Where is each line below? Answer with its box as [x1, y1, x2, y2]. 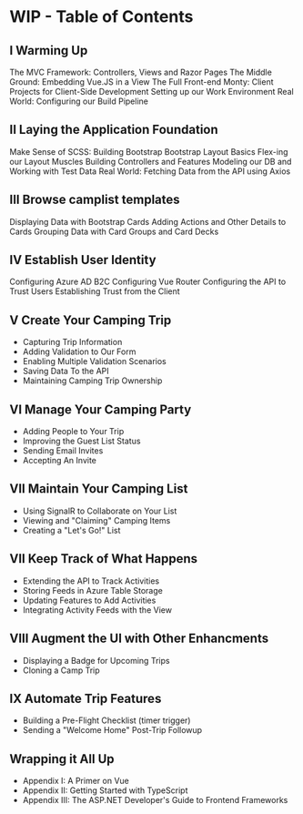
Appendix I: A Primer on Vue [22, 776, 129, 787]
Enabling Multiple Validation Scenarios [22, 356, 167, 367]
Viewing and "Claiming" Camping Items [22, 514, 171, 525]
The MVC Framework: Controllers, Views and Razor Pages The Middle [9, 66, 273, 77]
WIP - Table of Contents [9, 6, 194, 27]
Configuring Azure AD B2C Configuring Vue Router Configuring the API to [9, 276, 287, 288]
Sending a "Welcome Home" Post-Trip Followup [22, 725, 203, 736]
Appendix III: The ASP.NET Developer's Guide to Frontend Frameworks [22, 795, 288, 806]
